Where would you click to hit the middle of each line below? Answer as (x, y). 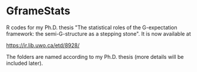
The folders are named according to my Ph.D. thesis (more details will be (95, 57)
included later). (25, 63)
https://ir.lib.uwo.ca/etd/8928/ (43, 45)
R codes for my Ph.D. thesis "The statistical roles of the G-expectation (92, 27)
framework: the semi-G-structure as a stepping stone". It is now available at (99, 33)
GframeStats (38, 11)
